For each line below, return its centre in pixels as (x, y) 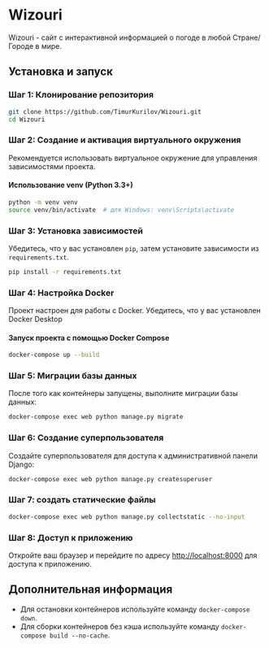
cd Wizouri (27, 120)
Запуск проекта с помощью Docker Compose (89, 337)
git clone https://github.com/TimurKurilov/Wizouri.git (105, 111)
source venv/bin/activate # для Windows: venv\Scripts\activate (121, 210)
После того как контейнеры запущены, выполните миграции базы (123, 394)
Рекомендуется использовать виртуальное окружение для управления (133, 158)
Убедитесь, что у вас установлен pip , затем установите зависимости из (134, 248)
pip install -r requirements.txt (65, 272)
